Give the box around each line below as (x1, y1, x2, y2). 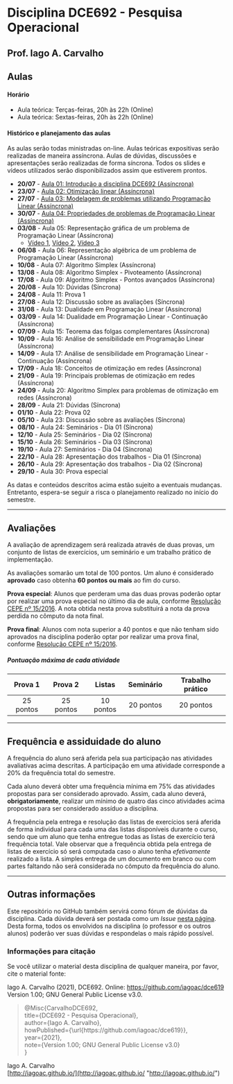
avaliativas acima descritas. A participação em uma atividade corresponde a (7, 761, 225, 770)
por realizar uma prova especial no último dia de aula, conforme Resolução (7, 597, 221, 605)
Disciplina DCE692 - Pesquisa (7, 5, 182, 21)
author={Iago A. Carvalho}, (24, 1019, 102, 1027)
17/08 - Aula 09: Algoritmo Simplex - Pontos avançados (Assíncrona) (17, 276, 215, 284)
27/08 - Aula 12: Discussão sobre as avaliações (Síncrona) (17, 298, 185, 306)
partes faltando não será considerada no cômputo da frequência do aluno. (7, 862, 221, 870)
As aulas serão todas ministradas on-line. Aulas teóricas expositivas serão (7, 144, 220, 153)
